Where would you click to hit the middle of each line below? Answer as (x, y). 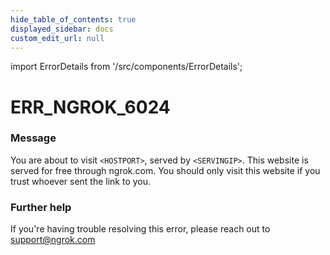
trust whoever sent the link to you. (81, 181)
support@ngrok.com (53, 240)
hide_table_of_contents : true (73, 19)
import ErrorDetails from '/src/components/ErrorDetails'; (126, 67)
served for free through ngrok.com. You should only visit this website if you (165, 170)
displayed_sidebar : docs (62, 29)
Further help (41, 207)
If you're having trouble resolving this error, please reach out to (140, 229)
